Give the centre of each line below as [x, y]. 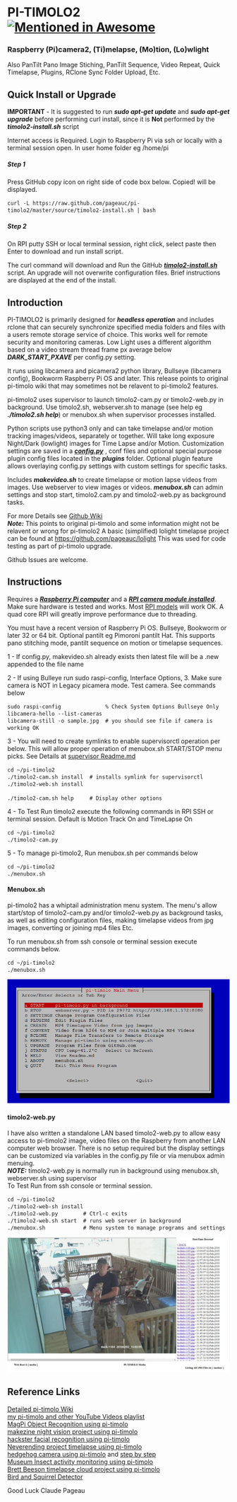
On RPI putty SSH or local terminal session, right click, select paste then [112, 244]
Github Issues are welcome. [48, 560]
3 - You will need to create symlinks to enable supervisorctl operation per [114, 741]
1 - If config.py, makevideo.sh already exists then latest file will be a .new [113, 656]
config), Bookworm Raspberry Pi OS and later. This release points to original [118, 379]
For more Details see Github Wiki [55, 516]
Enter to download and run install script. [65, 251]
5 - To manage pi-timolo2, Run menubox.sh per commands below [103, 853]
